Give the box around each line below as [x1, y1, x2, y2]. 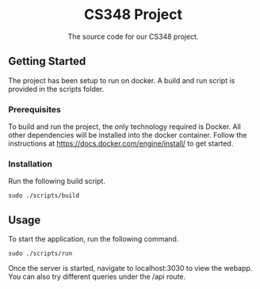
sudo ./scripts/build [8, 192, 80, 200]
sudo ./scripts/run [8, 249, 73, 258]
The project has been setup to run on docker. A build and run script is [8, 75, 235, 85]
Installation [8, 158, 53, 169]
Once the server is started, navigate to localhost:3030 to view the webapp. [8, 264, 253, 273]
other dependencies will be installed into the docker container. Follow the [8, 131, 247, 140]
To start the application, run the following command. [8, 234, 179, 244]
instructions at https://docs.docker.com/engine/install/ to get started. [8, 139, 234, 148]
